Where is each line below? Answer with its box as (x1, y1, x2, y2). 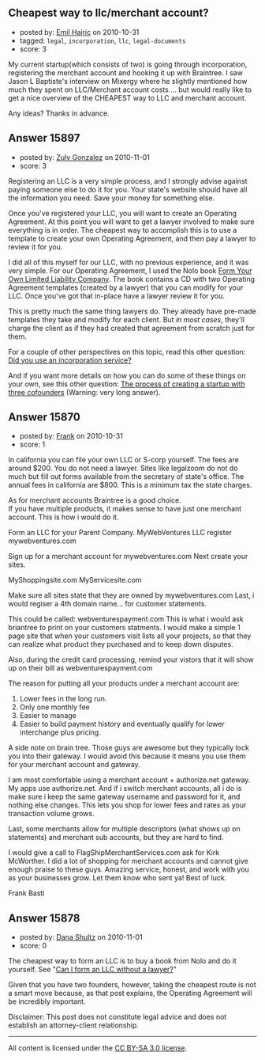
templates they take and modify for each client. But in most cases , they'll (8, 314, 245, 324)
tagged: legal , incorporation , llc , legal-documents (19, 36, 186, 45)
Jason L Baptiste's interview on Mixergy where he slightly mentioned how (8, 76, 248, 85)
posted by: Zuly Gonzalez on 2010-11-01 (19, 152, 150, 161)
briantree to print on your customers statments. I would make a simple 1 (8, 623, 241, 633)
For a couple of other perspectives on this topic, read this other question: (8, 347, 246, 356)
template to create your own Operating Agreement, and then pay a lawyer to (8, 234, 256, 243)
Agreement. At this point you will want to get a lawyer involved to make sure (8, 217, 255, 226)
